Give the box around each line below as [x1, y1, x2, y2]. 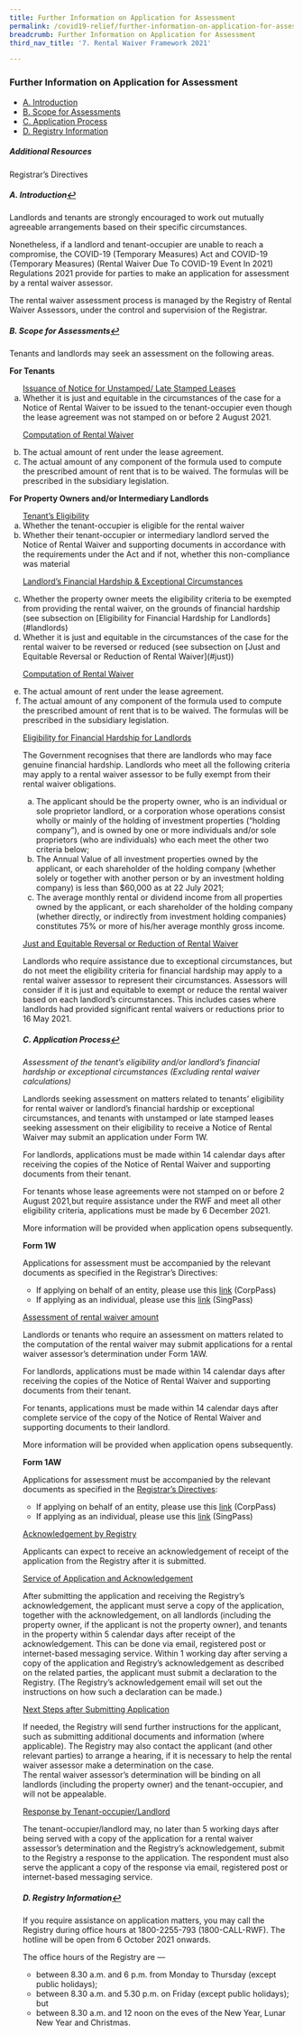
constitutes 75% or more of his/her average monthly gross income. [35, 921, 286, 932]
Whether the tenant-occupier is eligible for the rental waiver [22, 520, 245, 531]
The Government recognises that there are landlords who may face [22, 750, 272, 761]
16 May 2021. [22, 1013, 72, 1025]
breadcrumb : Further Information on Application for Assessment [9, 30, 256, 39]
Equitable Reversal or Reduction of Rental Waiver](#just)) [22, 651, 234, 662]
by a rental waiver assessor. [9, 277, 114, 289]
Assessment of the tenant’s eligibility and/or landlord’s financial [22, 1057, 260, 1068]
